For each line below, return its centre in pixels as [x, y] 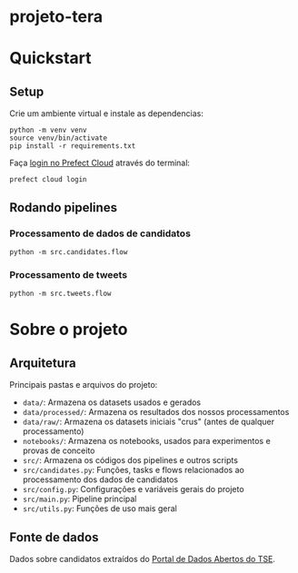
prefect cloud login [49, 180]
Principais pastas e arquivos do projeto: [84, 385]
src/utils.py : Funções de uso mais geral [99, 509]
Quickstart [51, 59]
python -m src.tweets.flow [60, 294]
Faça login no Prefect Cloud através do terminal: [100, 163]
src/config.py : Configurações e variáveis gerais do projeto [133, 489]
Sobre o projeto [69, 330]
